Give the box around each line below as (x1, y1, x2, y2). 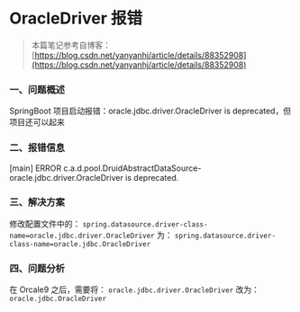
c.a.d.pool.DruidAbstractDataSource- (63, 163, 202, 174)
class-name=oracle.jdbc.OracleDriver (9, 239, 151, 248)
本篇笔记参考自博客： (31, 40, 111, 50)
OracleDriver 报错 (9, 8, 142, 29)
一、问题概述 (9, 83, 66, 95)
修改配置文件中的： (9, 218, 81, 229)
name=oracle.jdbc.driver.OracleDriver (9, 231, 155, 240)
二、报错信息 (9, 141, 66, 154)
